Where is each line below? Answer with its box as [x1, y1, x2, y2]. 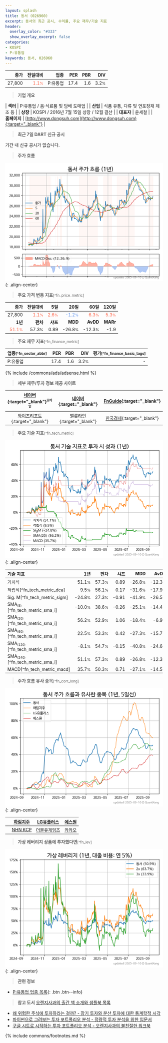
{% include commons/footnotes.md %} [5, 1033, 86, 1039]
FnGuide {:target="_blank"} [103, 398, 161, 404]
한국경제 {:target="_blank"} [105, 415, 159, 421]
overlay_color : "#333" [9, 29, 57, 35]
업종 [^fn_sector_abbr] [7, 350, 47, 356]
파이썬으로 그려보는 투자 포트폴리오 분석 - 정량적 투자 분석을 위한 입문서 [12, 1016, 152, 1022]
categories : [5, 40, 30, 45]
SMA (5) [7, 601, 22, 608]
